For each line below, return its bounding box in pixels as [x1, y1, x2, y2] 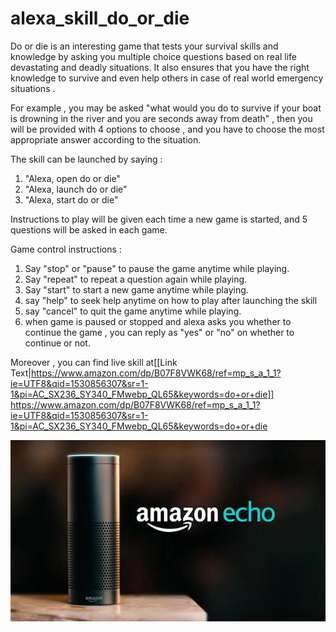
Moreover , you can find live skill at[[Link [10, 356, 178, 368]
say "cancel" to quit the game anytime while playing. [24, 305, 242, 317]
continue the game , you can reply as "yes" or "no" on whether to [24, 326, 295, 338]
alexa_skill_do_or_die [10, 7, 190, 30]
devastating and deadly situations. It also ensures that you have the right [10, 61, 310, 73]
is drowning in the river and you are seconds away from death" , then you [10, 112, 313, 124]
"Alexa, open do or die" [24, 172, 121, 184]
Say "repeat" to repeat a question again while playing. [24, 273, 248, 285]
